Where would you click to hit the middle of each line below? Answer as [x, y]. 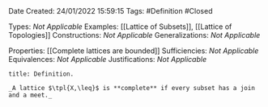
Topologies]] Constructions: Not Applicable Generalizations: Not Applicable [134, 35]
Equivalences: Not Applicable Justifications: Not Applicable [108, 59]
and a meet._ [30, 95]
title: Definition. [41, 74]
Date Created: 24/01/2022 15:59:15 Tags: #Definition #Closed [111, 11]
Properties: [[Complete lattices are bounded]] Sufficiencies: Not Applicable [134, 51]
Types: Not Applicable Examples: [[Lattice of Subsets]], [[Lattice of [120, 27]
